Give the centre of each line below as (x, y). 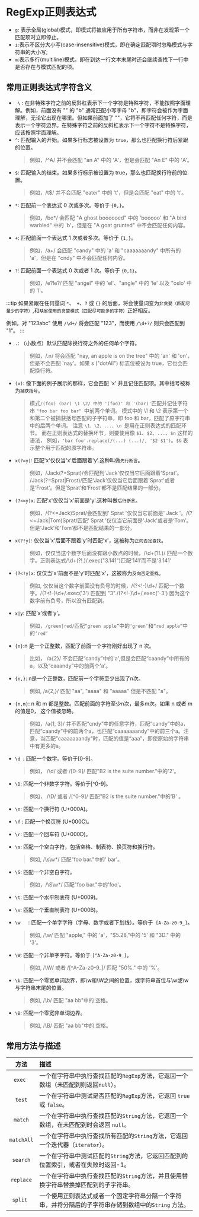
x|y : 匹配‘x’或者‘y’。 (39, 613)
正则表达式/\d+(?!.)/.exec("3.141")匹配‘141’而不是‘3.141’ (106, 560)
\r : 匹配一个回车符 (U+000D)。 (53, 834)
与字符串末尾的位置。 (41, 987)
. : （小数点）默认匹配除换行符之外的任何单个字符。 (77, 343)
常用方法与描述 (33, 1046)
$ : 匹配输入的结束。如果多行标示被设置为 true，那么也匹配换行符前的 (98, 172)
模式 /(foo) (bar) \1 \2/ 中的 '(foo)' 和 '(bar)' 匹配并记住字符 (109, 403)
